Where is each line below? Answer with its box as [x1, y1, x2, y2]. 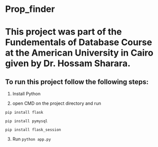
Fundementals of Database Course [5, 37, 153, 48]
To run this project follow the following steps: [5, 77, 149, 86]
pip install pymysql [5, 119, 48, 124]
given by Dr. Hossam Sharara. [5, 58, 131, 69]
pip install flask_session [5, 128, 61, 133]
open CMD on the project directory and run [12, 100, 101, 106]
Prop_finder [5, 3, 55, 15]
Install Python [12, 91, 41, 97]
